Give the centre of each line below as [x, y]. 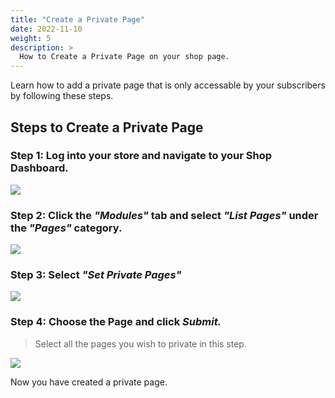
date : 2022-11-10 [46, 29]
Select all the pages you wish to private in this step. [140, 343]
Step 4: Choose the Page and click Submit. [116, 322]
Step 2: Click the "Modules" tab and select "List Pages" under [164, 215]
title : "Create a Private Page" [77, 19]
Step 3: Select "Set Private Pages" [96, 275]
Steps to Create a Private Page [107, 127]
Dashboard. [39, 168]
